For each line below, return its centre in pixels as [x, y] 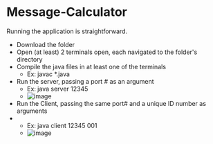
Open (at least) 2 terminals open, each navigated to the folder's [107, 52]
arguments [32, 111]
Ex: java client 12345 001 [62, 125]
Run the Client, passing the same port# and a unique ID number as [111, 103]
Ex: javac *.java [48, 74]
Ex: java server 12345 [57, 89]
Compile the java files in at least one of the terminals [91, 66]
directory [29, 59]
